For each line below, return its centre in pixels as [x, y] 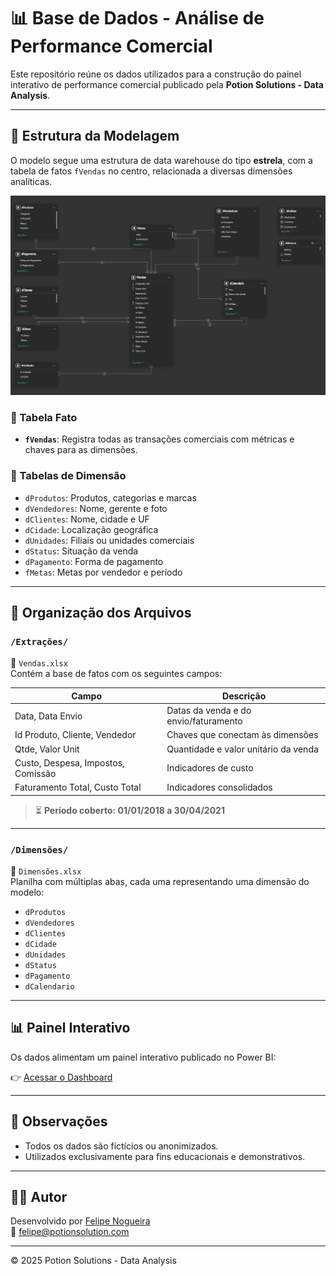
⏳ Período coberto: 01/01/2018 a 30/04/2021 [129, 810]
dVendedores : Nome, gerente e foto [96, 508]
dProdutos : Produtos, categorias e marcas [110, 497]
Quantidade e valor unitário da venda [242, 749]
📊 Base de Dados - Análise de [137, 18]
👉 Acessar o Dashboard [61, 1077]
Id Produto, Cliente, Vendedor [75, 735]
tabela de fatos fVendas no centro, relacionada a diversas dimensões [151, 171]
